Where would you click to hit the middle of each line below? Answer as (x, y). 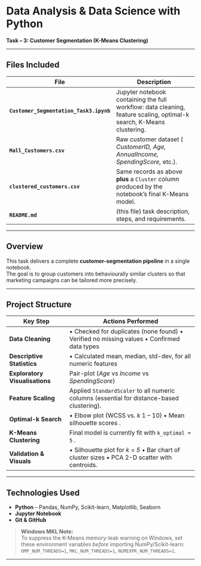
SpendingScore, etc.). (147, 161)
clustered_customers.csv (45, 186)
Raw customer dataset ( (150, 139)
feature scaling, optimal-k (153, 114)
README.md (23, 215)
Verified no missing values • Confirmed (124, 339)
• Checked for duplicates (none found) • (126, 331)
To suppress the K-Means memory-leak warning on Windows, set (101, 538)
